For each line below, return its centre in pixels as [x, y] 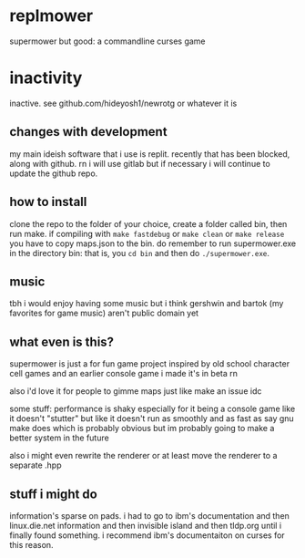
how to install [48, 202]
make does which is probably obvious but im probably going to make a [142, 429]
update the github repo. [54, 173]
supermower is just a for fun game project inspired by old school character [149, 364]
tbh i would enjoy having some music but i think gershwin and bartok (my [147, 304]
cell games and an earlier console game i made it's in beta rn [124, 374]
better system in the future [59, 438]
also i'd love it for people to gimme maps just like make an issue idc [136, 391]
